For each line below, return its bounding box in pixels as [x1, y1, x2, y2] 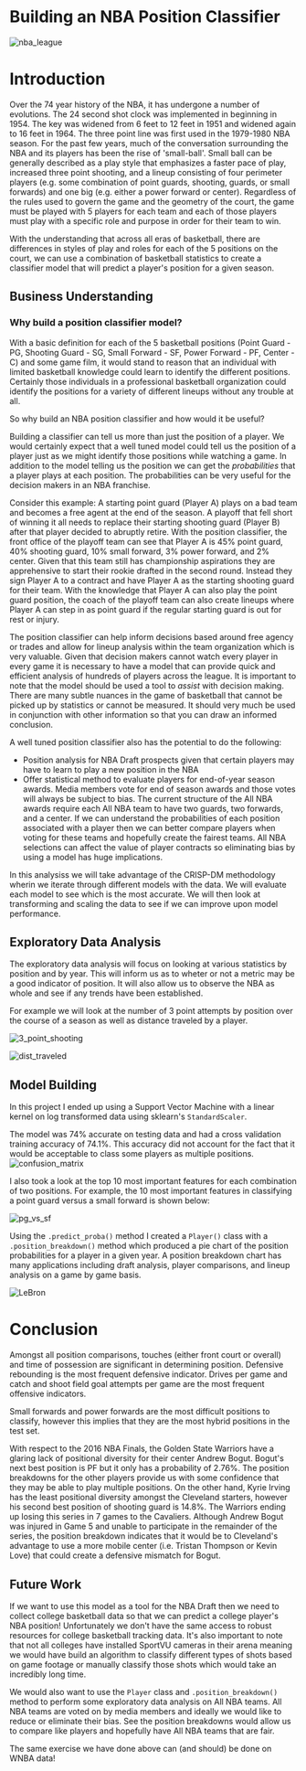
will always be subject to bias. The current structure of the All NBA [22, 793, 273, 804]
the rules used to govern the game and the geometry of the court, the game [9, 196, 295, 207]
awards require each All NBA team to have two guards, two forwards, [22, 803, 284, 814]
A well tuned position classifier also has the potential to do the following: [9, 736, 282, 747]
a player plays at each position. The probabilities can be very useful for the [9, 469, 291, 481]
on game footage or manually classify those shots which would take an [9, 1659, 277, 1670]
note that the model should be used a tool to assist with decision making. [9, 679, 285, 691]
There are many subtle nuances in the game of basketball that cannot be [9, 689, 283, 700]
